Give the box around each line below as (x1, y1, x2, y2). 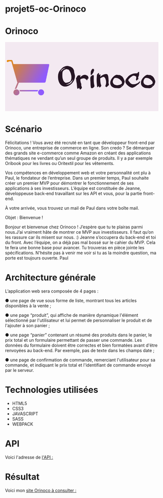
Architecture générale (5, 272, 96, 283)
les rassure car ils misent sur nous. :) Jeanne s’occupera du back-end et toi (5, 235, 156, 240)
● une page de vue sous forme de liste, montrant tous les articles (5, 298, 137, 304)
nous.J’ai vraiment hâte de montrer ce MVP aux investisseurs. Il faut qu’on (5, 229, 154, 235)
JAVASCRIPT (12, 410, 38, 417)
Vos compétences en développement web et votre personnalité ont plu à (5, 170, 151, 176)
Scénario (5, 124, 42, 135)
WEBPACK (12, 421, 33, 427)
